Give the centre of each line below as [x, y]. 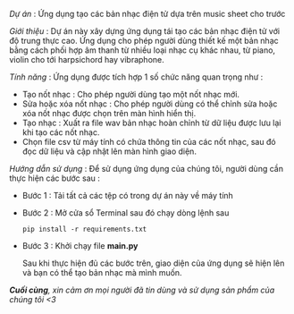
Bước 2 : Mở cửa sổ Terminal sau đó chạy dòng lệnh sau [126, 213]
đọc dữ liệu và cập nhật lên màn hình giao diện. [109, 151]
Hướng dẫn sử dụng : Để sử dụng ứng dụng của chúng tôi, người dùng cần [147, 169]
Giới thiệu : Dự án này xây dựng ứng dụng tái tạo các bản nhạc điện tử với [144, 31]
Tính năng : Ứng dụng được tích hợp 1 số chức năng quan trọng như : [136, 77]
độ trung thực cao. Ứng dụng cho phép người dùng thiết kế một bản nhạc [144, 41]
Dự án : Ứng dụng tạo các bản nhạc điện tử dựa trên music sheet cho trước [147, 14]
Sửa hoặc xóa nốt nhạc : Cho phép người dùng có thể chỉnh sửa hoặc [150, 104]
